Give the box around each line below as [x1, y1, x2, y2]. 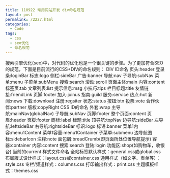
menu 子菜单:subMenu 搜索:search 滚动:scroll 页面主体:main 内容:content [11, 79, 165, 85]
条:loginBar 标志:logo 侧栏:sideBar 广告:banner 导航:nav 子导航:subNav [5, 72, 154, 79]
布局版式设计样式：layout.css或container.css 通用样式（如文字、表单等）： [5, 155, 161, 161]
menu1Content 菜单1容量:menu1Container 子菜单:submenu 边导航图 [11, 129, 153, 135]
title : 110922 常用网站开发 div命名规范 [5, 7, 84, 13]
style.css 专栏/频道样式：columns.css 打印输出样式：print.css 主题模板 [5, 161, 154, 167]
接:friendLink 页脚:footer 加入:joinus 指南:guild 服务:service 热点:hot [5, 91, 147, 97]
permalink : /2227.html [5, 17, 53, 22]
